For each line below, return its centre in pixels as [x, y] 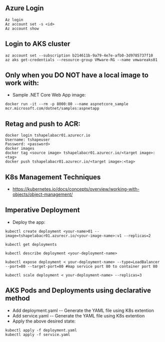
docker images [20, 149]
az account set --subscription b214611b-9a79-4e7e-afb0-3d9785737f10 [79, 55]
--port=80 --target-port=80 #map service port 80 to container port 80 [81, 266]
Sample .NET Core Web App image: [49, 95]
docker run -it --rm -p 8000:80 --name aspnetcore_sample [67, 104]
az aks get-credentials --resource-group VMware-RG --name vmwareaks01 [81, 60]
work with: [22, 83]
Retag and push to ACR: [43, 124]
